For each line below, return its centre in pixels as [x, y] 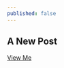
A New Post [32, 42]
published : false [32, 13]
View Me [19, 58]
